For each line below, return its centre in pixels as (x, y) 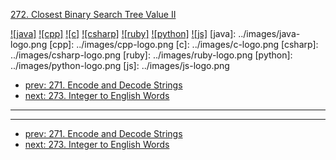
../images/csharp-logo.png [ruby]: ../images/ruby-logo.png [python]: (151, 55)
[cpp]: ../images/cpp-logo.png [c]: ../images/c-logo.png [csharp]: (184, 44)
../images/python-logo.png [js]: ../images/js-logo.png (120, 65)
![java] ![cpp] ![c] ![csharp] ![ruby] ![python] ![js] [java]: (123, 33)
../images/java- (269, 33)
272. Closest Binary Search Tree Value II (93, 14)
